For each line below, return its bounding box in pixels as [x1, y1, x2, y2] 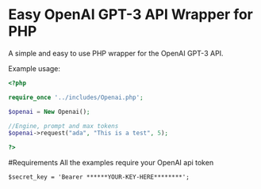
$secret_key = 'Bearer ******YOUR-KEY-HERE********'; [8, 173, 190, 181]
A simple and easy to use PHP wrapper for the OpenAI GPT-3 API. [8, 48, 224, 58]
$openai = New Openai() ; [8, 108, 90, 115]
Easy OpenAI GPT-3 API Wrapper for [8, 6, 254, 24]
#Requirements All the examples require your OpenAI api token [8, 158, 214, 168]
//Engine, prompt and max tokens [8, 122, 119, 130]
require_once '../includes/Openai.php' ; [8, 93, 144, 101]
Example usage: [8, 63, 61, 73]
